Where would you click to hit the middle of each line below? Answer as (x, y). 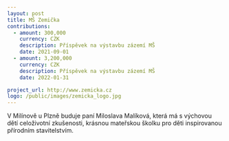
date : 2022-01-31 (44, 77)
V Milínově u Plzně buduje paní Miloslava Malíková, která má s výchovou (109, 116)
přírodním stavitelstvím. (40, 131)
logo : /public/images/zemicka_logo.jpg (64, 96)
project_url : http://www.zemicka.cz (59, 90)
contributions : (29, 26)
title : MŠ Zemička (33, 20)
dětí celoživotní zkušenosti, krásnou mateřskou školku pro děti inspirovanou (115, 123)
